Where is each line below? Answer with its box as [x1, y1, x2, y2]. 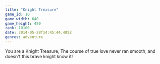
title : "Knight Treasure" [5, 7, 58, 12]
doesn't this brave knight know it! [5, 53, 73, 59]
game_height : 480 [5, 21, 41, 26]
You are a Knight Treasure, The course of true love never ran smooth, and [5, 48, 156, 54]
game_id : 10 [5, 12, 30, 17]
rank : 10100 [5, 26, 30, 31]
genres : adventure [5, 35, 43, 40]
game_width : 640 [5, 16, 39, 21]
